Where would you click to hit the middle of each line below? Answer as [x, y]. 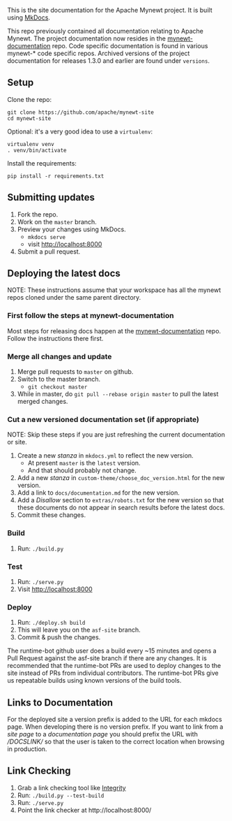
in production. [27, 749]
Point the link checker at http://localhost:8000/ [84, 810]
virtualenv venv [31, 144]
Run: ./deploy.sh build [51, 623]
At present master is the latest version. [84, 463]
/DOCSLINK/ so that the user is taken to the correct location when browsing [116, 742]
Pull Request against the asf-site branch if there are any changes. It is [107, 658]
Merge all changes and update [60, 356]
